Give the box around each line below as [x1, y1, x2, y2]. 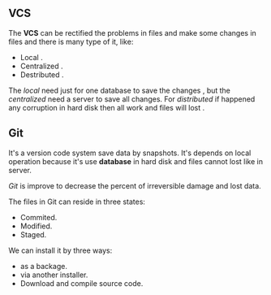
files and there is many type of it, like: [8, 37, 134, 46]
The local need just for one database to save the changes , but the [8, 85, 231, 95]
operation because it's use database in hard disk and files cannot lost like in [8, 156, 264, 166]
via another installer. [19, 270, 88, 280]
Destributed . [19, 69, 64, 80]
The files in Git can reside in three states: [8, 197, 146, 206]
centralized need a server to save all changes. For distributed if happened [8, 93, 256, 104]
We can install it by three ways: [8, 245, 113, 255]
